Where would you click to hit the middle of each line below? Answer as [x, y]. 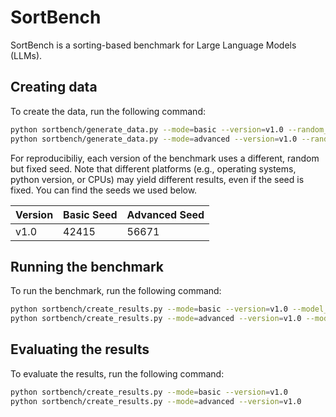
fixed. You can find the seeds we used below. [104, 190]
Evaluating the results [80, 349]
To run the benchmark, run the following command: [116, 291]
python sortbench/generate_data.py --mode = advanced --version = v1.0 [154, 139]
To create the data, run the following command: [108, 111]
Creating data [54, 87]
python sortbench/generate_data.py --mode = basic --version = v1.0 [147, 129]
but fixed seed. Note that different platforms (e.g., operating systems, [153, 168]
